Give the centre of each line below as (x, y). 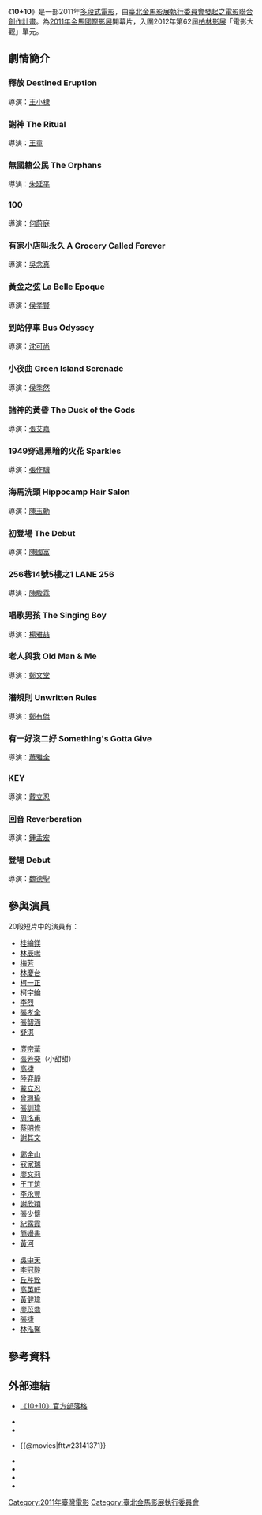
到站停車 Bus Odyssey (51, 328)
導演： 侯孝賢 (29, 306)
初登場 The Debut (42, 533)
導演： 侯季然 (29, 387)
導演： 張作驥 (29, 470)
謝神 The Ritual (37, 124)
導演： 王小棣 (29, 102)
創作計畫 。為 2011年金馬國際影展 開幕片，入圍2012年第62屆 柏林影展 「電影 (127, 21)
